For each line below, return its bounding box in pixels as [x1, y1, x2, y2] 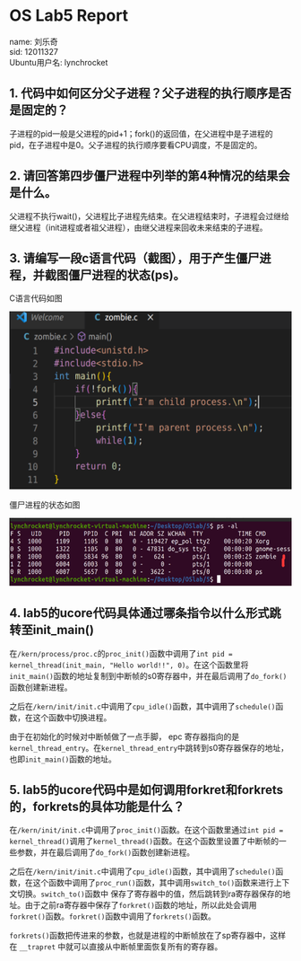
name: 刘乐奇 [9, 36, 58, 47]
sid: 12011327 [9, 46, 58, 57]
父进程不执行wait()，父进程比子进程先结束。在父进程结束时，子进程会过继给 [9, 210, 289, 221]
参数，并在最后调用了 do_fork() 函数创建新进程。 [16, 847, 195, 858]
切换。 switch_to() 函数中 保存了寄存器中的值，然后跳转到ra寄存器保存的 [16, 888, 283, 899]
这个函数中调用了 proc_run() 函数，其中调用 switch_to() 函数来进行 [32, 877, 275, 888]
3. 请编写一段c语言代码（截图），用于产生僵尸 [9, 251, 260, 266]
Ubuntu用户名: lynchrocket [9, 57, 108, 67]
